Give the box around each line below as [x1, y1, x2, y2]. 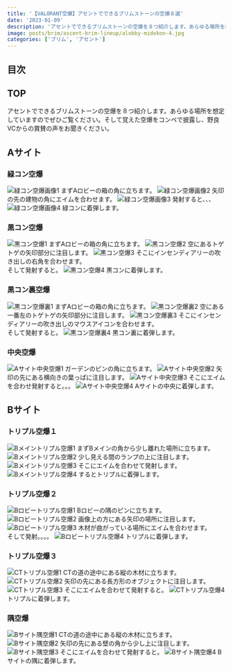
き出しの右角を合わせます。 [7, 257, 86, 266]
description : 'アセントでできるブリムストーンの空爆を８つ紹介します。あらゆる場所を [7, 23, 225, 30]
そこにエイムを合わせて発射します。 [78, 461, 182, 469]
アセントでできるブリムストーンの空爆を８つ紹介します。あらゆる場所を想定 [7, 107, 225, 115]
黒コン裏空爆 [7, 285, 51, 295]
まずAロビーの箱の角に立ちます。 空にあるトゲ [48, 240, 225, 248]
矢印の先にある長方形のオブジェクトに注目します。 [64, 577, 210, 585]
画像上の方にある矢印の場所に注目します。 [78, 515, 200, 523]
